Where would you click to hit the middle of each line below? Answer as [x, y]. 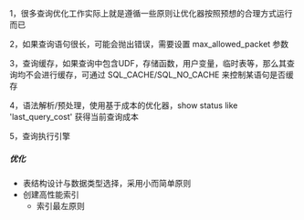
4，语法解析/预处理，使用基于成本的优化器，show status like [124, 105]
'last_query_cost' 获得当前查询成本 [74, 117]
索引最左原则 [60, 205]
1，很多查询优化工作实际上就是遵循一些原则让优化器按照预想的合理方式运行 [151, 13]
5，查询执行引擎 [40, 136]
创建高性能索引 [51, 195]
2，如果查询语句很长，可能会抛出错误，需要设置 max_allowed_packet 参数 [149, 44]
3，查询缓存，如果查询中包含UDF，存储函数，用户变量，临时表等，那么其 [148, 63]
